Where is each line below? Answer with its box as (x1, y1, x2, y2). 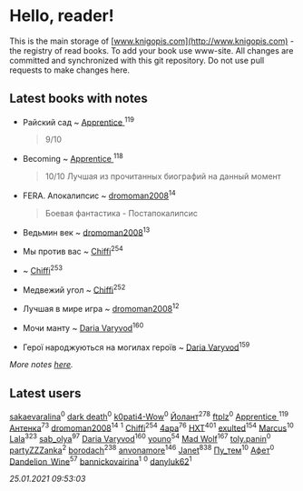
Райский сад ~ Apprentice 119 (22, 115, 134, 127)
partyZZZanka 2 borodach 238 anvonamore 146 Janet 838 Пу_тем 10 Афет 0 (9, 443, 275, 456)
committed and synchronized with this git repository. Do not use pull (9, 55, 265, 65)
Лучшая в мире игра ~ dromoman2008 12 (22, 302, 180, 314)
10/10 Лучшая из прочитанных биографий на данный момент (44, 171, 281, 182)
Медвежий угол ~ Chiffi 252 (22, 283, 126, 296)
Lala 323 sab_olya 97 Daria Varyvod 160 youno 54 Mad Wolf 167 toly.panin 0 (9, 432, 271, 445)
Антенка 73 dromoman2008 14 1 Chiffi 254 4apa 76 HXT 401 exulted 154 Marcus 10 (9, 420, 295, 433)
